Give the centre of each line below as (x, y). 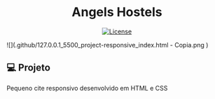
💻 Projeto (28, 68)
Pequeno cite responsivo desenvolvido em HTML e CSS (87, 88)
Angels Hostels (117, 12)
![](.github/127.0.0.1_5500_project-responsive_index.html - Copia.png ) (107, 45)
